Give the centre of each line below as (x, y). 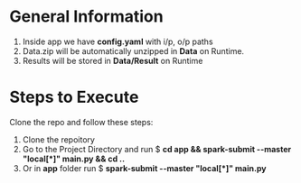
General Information (87, 17)
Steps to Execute (74, 97)
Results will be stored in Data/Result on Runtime (113, 60)
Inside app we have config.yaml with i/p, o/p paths (118, 41)
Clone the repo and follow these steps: (81, 122)
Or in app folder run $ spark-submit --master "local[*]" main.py (144, 168)
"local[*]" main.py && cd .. (73, 159)
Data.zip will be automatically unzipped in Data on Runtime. (133, 50)
